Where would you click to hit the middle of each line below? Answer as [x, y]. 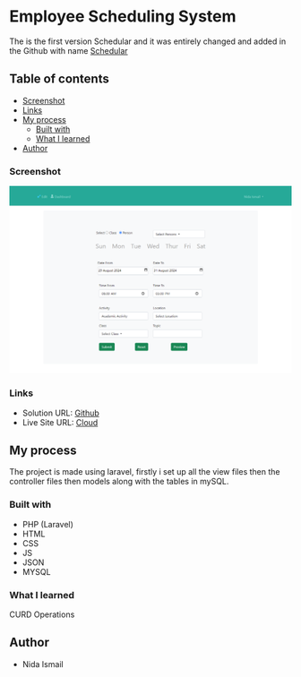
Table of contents [59, 79]
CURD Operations [42, 614]
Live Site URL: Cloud [60, 422]
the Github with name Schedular [69, 50]
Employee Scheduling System [123, 17]
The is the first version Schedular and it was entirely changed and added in [148, 41]
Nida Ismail [43, 664]
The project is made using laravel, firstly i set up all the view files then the [145, 472]
